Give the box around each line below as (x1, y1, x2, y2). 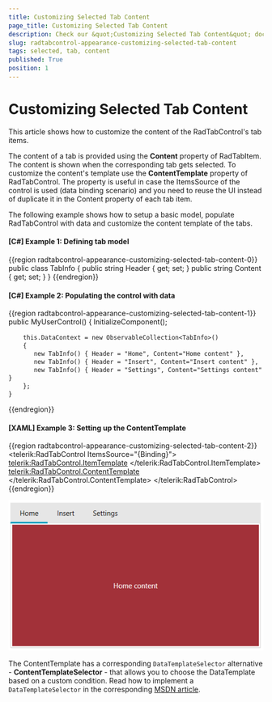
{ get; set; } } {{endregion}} (8, 272, 100, 282)
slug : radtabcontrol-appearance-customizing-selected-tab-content (8, 39, 237, 47)
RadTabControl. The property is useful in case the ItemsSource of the (8, 176, 240, 186)
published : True (8, 56, 63, 64)
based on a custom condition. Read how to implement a (8, 676, 194, 686)
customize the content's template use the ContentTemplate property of (8, 168, 249, 178)
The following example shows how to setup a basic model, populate (8, 209, 235, 219)
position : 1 (8, 65, 49, 73)
